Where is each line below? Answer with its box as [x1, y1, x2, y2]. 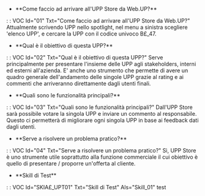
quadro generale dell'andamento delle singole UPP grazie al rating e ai [6, 73, 184, 80]
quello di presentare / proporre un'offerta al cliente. [6, 160, 136, 167]
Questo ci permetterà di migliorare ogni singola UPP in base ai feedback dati [6, 116, 199, 124]
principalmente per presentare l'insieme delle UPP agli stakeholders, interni [6, 61, 196, 67]
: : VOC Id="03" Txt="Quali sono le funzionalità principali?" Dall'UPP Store [6, 104, 193, 111]
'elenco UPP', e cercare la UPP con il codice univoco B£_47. [6, 30, 157, 37]
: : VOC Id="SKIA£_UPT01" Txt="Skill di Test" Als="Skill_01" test [6, 184, 166, 190]
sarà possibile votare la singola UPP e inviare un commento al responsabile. [6, 110, 197, 117]
